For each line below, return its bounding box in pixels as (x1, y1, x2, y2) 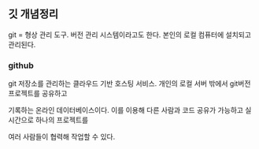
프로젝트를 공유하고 (8, 89, 68, 99)
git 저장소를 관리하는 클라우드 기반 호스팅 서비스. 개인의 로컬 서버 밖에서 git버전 (8, 79, 251, 88)
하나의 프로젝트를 (35, 115, 89, 125)
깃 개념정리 (8, 7, 59, 21)
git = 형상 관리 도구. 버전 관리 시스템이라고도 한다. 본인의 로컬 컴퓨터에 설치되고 (8, 30, 252, 39)
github (8, 60, 34, 71)
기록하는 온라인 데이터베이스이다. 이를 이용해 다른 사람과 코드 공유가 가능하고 (8, 106, 244, 115)
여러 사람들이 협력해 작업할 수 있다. (8, 132, 116, 142)
